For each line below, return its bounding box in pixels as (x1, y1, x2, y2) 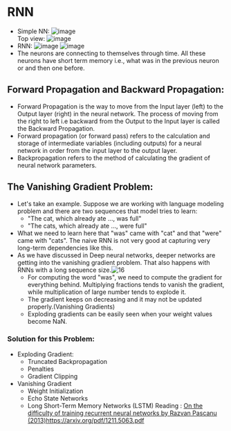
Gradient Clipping (27, 372, 78, 380)
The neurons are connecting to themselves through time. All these (17, 49, 206, 57)
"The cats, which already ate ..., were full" (27, 221, 147, 230)
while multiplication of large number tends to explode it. (27, 288, 187, 296)
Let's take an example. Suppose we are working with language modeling (17, 199, 224, 208)
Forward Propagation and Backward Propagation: (7, 84, 225, 95)
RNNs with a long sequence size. (17, 266, 112, 274)
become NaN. (27, 317, 68, 325)
